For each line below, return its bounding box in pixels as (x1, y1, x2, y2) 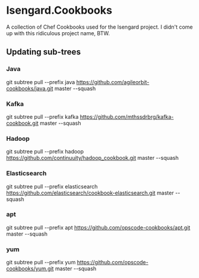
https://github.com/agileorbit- (76, 78, 149, 85)
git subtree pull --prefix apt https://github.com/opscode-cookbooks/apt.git (6, 224, 191, 231)
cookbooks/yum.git (6, 265, 54, 272)
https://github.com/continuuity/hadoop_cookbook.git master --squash (6, 155, 179, 162)
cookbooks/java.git (6, 85, 54, 92)
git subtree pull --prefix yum (6, 259, 76, 266)
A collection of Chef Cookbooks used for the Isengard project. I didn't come (6, 23, 193, 30)
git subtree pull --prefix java (6, 78, 75, 85)
